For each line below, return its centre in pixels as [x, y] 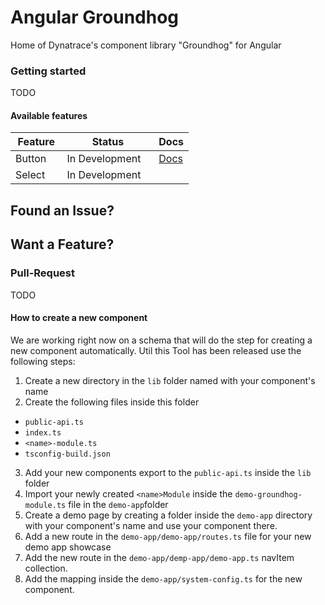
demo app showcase [68, 547]
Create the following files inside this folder [112, 402]
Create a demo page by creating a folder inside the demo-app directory [168, 515]
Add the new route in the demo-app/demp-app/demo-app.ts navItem [159, 557]
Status [108, 142]
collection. [46, 568]
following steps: [43, 361]
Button [31, 159]
